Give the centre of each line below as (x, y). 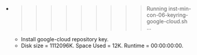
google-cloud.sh (167, 21)
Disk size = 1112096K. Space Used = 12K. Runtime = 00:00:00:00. (102, 45)
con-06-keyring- (167, 15)
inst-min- (180, 9)
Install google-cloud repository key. (65, 39)
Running (157, 9)
